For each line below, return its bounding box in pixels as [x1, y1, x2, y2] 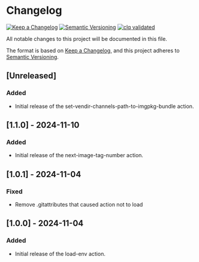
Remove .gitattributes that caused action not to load [14, 201, 143, 208]
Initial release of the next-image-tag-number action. [14, 152, 144, 159]
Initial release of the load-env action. [14, 250, 106, 257]
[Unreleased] [6, 70, 57, 81]
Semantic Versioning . [6, 53, 59, 60]
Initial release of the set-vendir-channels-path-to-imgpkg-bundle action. [14, 102, 194, 110]
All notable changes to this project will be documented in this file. [6, 35, 168, 42]
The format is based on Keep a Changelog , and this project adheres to [6, 46, 180, 54]
